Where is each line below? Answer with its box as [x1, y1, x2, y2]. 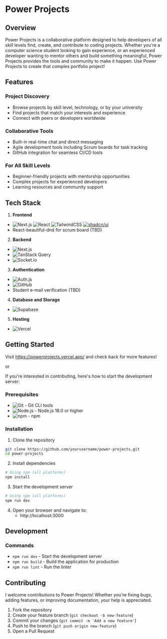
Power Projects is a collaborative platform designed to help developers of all [5, 37, 162, 43]
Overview [5, 24, 36, 32]
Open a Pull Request [12, 628, 55, 634]
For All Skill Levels [5, 162, 50, 169]
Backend [12, 237, 31, 243]
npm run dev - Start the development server [12, 553, 102, 559]
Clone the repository [12, 437, 55, 443]
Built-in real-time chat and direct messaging [12, 139, 103, 145]
